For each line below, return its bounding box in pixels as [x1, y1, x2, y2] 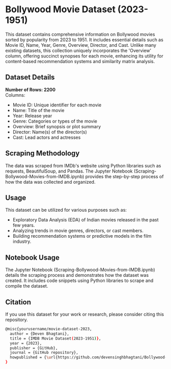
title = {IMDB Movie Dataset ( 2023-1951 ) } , [10, 336, 101, 341]
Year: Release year [12, 112, 52, 119]
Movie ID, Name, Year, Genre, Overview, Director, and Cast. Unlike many [5, 42, 157, 48]
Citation [5, 298, 32, 306]
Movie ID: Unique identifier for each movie [12, 102, 102, 108]
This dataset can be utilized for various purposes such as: [5, 207, 127, 213]
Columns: [5, 92, 25, 98]
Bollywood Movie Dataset [5, 4, 116, 15]
